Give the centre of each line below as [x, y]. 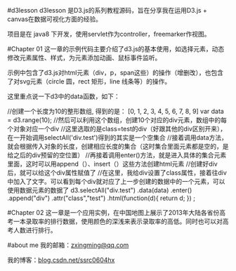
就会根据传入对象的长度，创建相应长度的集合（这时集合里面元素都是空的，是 [118, 146]
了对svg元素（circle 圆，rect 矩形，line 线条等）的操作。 [89, 81]
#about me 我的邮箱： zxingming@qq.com [68, 245]
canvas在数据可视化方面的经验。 [55, 19]
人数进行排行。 [35, 230]
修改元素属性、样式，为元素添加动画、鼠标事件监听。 [84, 58]
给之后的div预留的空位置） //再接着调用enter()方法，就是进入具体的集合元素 [117, 155]
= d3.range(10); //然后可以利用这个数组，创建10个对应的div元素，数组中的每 [117, 120]
